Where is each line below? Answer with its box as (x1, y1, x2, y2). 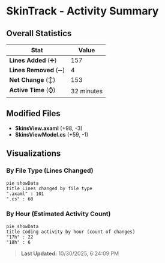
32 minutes (70, 87, 103, 95)
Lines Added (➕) (9, 56, 57, 64)
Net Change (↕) (9, 76, 56, 84)
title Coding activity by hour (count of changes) (6, 229, 136, 235)
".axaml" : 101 (6, 191, 44, 197)
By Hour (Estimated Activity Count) (6, 209, 111, 218)
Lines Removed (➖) (9, 66, 65, 74)
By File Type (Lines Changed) (6, 167, 94, 175)
